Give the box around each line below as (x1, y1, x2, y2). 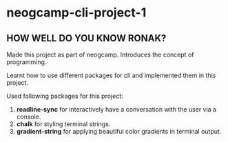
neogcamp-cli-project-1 (6, 5, 147, 21)
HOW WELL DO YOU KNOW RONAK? (6, 32, 167, 44)
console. (16, 112, 41, 121)
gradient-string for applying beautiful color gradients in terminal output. (16, 128, 222, 135)
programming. (6, 58, 47, 66)
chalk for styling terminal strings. (16, 120, 111, 128)
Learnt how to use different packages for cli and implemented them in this (6, 71, 216, 79)
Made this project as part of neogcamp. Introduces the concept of (6, 50, 194, 59)
